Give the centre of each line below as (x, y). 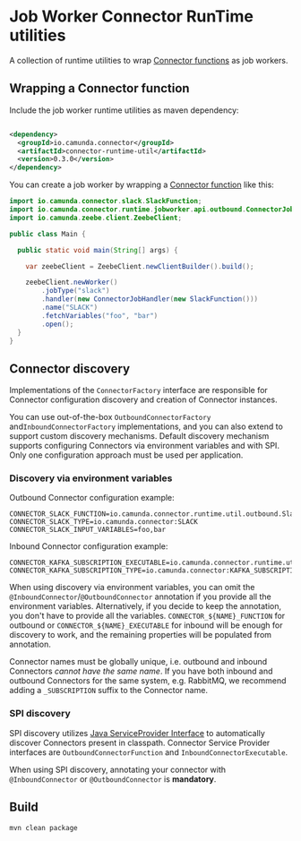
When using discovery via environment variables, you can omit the (132, 588)
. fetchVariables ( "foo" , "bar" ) (100, 315)
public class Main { (48, 234)
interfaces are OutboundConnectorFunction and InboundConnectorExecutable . (149, 752)
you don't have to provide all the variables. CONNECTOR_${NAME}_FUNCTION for (147, 616)
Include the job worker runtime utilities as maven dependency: (124, 110)
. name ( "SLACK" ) (70, 307)
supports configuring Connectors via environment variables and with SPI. (145, 446)
